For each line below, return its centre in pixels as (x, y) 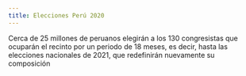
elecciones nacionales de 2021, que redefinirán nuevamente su (111, 55)
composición (29, 63)
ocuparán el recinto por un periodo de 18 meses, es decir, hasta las (118, 46)
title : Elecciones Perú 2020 (56, 15)
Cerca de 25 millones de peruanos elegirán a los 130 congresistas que (123, 38)
